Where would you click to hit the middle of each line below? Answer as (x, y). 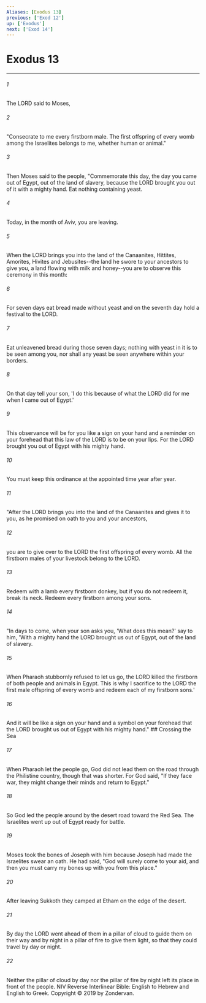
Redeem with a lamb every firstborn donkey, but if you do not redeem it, (97, 591)
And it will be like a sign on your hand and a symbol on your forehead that (99, 723)
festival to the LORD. (32, 314)
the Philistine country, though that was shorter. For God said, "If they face (99, 775)
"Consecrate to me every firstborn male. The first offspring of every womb (101, 136)
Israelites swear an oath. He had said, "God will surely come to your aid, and (103, 861)
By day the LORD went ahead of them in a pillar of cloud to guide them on (99, 934)
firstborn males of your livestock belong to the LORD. (73, 558)
